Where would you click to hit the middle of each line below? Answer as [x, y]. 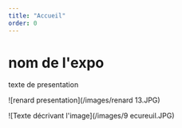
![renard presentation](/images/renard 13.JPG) [85, 100]
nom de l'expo [56, 63]
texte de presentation [44, 85]
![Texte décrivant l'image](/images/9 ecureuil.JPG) [91, 116]
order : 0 [23, 23]
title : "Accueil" [37, 16]
